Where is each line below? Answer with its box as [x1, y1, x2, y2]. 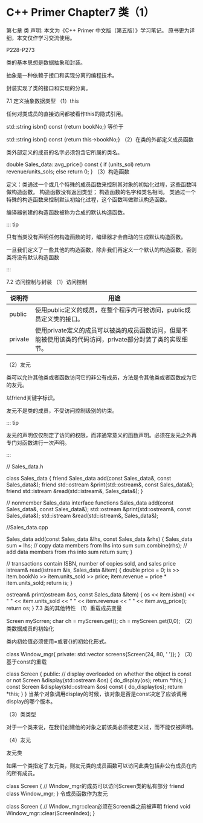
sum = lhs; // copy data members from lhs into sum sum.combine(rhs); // [6, 541, 187, 549]
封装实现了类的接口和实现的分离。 [6, 84, 91, 91]
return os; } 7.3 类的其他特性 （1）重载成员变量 [6, 604, 122, 612]
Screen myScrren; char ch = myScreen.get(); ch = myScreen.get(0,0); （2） [6, 617, 196, 624]
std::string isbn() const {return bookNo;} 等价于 [6, 123, 124, 130]
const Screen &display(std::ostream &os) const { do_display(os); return [6, 683, 183, 690]
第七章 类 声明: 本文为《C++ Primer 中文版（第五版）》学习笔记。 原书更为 [6, 27, 190, 34]
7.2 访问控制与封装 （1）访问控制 [6, 278, 88, 285]
